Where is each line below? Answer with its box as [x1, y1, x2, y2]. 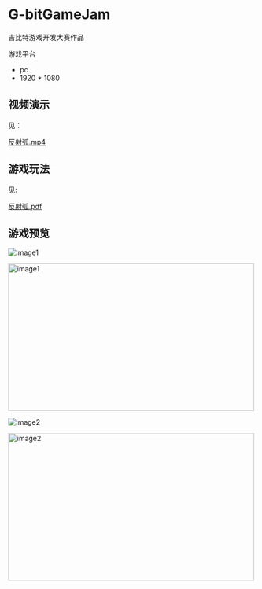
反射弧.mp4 [8, 137, 46, 146]
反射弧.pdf [8, 201, 42, 211]
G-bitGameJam [8, 6, 111, 24]
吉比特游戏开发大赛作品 [8, 32, 84, 42]
